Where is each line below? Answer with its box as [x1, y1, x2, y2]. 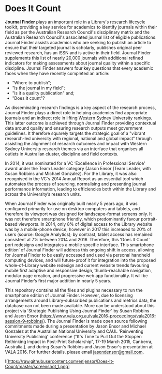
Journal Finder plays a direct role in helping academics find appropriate [5, 109, 147, 115]
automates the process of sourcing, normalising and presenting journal [5, 181, 147, 187]
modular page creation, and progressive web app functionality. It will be [5, 272, 148, 279]
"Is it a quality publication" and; [12, 90, 75, 96]
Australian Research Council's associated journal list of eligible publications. [5, 34, 157, 40]
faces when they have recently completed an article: [5, 70, 110, 76]
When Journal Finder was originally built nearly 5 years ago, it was [5, 201, 138, 206]
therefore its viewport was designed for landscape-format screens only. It [5, 211, 152, 217]
